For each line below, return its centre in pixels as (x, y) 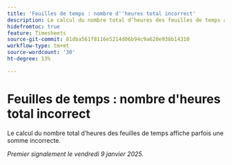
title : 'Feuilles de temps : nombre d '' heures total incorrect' (101, 14)
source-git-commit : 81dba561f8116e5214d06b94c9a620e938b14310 (98, 40)
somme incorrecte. (34, 140)
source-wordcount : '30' (41, 53)
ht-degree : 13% (29, 59)
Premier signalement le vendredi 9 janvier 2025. (75, 154)
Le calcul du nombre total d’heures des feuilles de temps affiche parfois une (116, 133)
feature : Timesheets (37, 33)
